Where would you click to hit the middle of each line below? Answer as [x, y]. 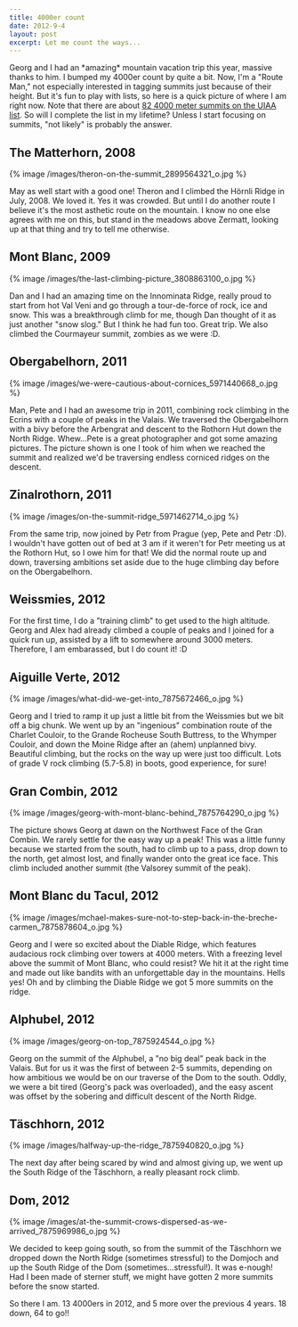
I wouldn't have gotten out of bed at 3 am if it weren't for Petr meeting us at [148, 543]
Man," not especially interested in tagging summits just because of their [141, 86]
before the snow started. [54, 1286]
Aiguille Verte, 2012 [65, 677]
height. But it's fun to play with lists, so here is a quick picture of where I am [148, 96]
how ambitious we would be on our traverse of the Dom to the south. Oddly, [148, 1077]
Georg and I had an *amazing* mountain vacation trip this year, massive [141, 68]
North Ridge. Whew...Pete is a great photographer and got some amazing [144, 438]
